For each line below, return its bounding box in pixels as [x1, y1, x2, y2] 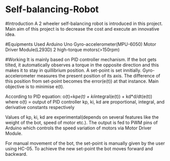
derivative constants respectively [5, 104, 75, 110]
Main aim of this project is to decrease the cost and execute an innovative [5, 25, 160, 32]
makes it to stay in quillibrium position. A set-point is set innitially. [5, 67, 142, 73]
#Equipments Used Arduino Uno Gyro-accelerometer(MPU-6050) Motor [5, 41, 156, 47]
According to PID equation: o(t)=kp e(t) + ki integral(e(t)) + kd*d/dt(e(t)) [5, 93, 153, 99]
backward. [5, 151, 28, 157]
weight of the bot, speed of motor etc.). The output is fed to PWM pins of [5, 119, 158, 125]
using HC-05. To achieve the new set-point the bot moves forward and [5, 145, 153, 151]
